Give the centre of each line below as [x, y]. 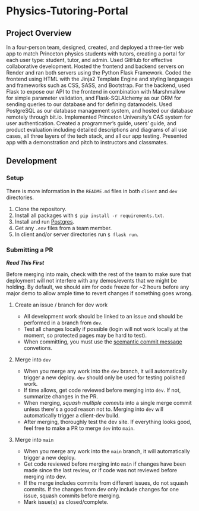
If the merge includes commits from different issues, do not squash [106, 483]
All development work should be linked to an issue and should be [103, 316]
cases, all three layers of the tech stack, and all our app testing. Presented [97, 136]
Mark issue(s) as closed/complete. [66, 501]
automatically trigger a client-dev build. [72, 415]
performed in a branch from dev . [63, 323]
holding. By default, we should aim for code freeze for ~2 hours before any [98, 287]
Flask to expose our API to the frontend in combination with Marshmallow [96, 92]
